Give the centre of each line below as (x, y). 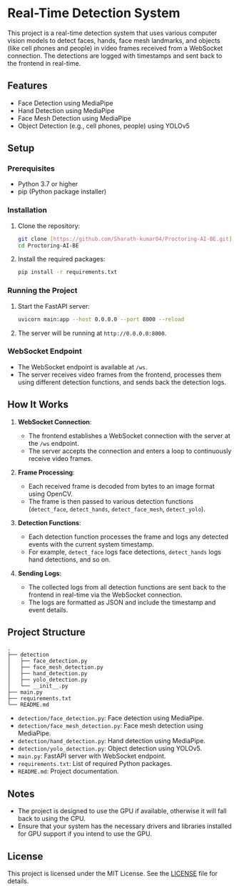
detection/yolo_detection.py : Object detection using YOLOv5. (110, 749)
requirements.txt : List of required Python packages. (95, 764)
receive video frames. (60, 458)
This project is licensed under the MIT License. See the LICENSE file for (113, 874)
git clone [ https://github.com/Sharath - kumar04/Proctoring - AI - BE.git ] (125, 239)
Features (27, 86)
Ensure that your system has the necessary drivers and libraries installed (124, 826)
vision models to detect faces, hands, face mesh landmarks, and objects (114, 40)
